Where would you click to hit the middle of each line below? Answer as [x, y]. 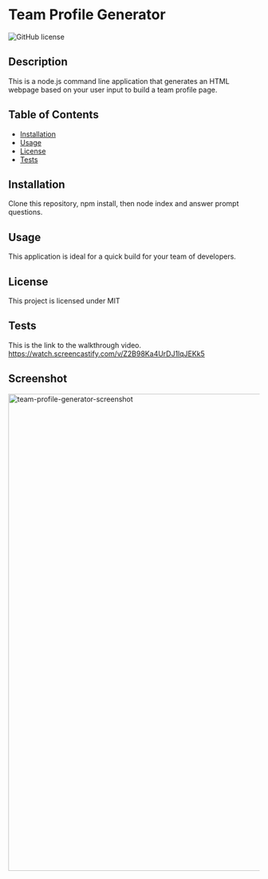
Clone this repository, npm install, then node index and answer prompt [124, 204]
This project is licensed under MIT [65, 301]
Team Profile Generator [87, 15]
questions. [26, 212]
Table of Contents [54, 115]
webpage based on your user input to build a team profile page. [113, 89]
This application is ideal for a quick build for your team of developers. [122, 256]
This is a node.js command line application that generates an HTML [119, 81]
